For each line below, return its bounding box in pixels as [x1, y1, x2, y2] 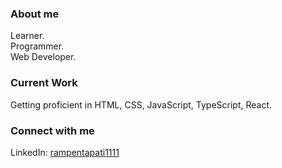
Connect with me [10, 123, 95, 137]
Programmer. [10, 40, 65, 52]
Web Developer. [10, 51, 77, 63]
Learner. [10, 30, 45, 42]
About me [10, 7, 60, 21]
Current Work [10, 76, 78, 90]
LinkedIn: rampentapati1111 [10, 146, 120, 158]
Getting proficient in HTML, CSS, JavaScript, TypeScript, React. [10, 98, 273, 111]
